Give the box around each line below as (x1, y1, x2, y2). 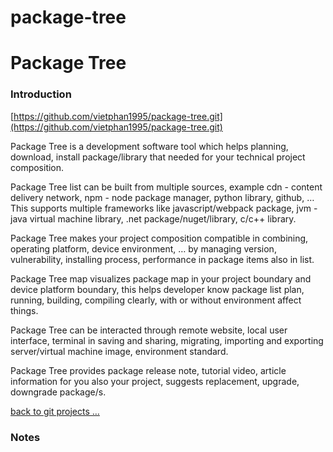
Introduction (10, 87, 72, 101)
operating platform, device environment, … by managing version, (10, 242, 277, 255)
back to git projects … (10, 405, 100, 417)
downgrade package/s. (10, 386, 107, 398)
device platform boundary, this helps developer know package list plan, (10, 283, 305, 295)
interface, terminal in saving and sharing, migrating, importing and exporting (10, 334, 324, 346)
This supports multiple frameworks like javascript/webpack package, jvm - (10, 202, 318, 214)
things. (10, 304, 39, 316)
